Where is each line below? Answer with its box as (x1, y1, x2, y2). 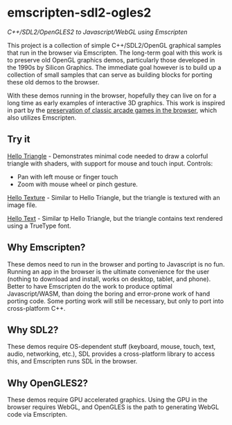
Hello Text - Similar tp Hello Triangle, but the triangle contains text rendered (7, 214, 223, 222)
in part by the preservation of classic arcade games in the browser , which (7, 106, 217, 114)
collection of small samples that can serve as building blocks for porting (7, 71, 213, 79)
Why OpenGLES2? (7, 377, 89, 389)
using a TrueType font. (7, 221, 71, 230)
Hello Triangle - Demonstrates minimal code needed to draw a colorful (7, 152, 208, 160)
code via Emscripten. (7, 410, 68, 419)
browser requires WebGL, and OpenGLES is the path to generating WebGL (7, 403, 220, 411)
